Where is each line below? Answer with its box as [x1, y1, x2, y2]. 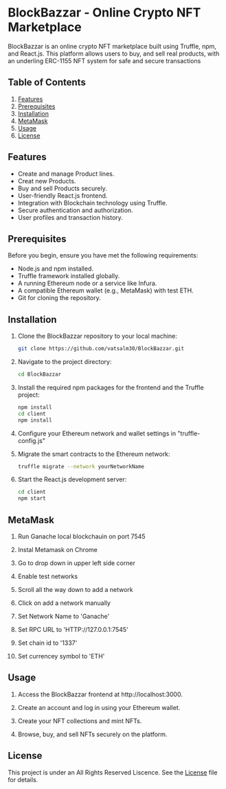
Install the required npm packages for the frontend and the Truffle [17, 383, 205, 391]
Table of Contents [8, 77, 87, 89]
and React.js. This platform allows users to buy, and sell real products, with [8, 49, 220, 58]
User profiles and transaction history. [17, 213, 123, 221]
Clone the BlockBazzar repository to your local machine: [17, 332, 178, 341]
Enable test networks [17, 572, 78, 580]
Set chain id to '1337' [17, 639, 78, 647]
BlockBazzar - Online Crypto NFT [8, 5, 201, 21]
